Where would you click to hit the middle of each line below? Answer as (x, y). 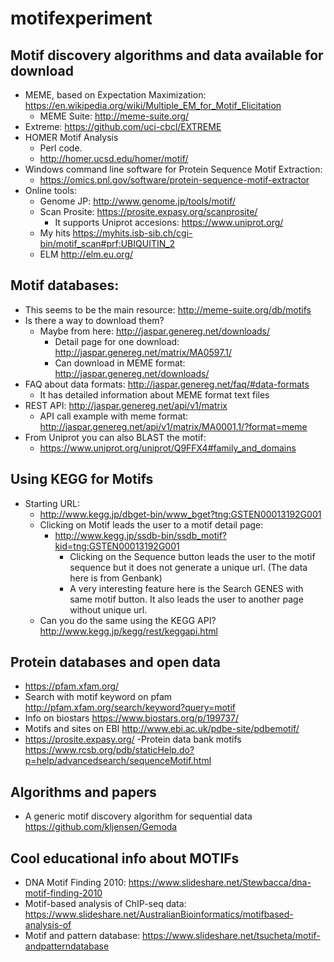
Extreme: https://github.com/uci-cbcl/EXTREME (123, 126)
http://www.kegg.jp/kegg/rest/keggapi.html (128, 631)
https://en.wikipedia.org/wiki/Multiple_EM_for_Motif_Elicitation (153, 105)
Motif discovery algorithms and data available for (167, 55)
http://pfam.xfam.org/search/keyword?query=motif (130, 708)
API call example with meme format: (114, 416)
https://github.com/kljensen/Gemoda (101, 827)
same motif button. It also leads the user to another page (186, 599)
